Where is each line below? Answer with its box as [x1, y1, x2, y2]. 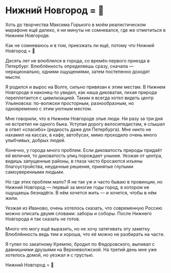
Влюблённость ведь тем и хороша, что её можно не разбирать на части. [5, 231, 165, 237]
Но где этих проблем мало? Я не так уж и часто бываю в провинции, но [5, 178, 163, 185]
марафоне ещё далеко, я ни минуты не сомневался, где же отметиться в [5, 27, 166, 33]
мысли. [5, 74, 21, 80]
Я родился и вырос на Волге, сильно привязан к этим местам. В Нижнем [5, 84, 166, 90]
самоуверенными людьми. [5, 169, 65, 175]
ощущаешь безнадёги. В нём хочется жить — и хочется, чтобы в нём [5, 189, 157, 196]
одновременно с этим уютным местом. [5, 105, 92, 111]
